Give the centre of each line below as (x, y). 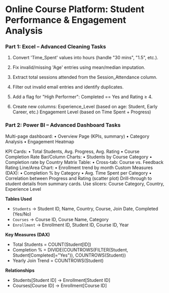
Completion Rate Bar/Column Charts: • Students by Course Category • (79, 157)
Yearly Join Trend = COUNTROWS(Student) (58, 260)
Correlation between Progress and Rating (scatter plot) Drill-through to (79, 178)
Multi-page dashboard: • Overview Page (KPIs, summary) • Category (77, 136)
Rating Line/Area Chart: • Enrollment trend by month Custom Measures (79, 168)
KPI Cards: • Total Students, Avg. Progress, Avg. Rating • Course (72, 151)
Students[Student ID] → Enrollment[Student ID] (61, 280)
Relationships (20, 270)
